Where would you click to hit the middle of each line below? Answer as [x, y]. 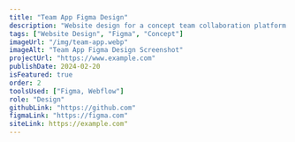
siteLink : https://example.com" [68, 124]
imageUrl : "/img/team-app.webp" [68, 42]
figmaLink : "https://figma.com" [68, 116]
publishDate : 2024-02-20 [55, 67]
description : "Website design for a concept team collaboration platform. [150, 26]
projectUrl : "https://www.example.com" [83, 58]
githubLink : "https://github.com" [73, 108]
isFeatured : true [41, 75]
